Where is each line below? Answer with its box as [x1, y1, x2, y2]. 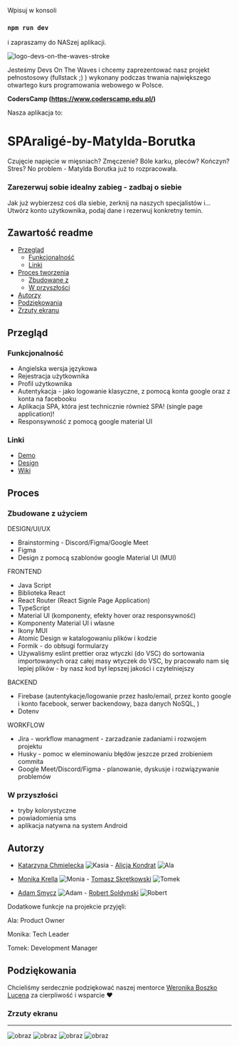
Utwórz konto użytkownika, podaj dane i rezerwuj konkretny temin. [7, 206, 203, 214]
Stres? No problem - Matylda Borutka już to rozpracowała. [7, 164, 178, 173]
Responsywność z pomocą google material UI [17, 417, 153, 426]
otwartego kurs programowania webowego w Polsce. [7, 81, 164, 90]
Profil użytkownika [17, 380, 73, 388]
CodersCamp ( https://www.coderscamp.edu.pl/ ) [7, 95, 156, 103]
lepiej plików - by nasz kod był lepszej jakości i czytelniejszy [17, 664, 194, 673]
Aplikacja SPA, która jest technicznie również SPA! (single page [17, 402, 203, 411]
